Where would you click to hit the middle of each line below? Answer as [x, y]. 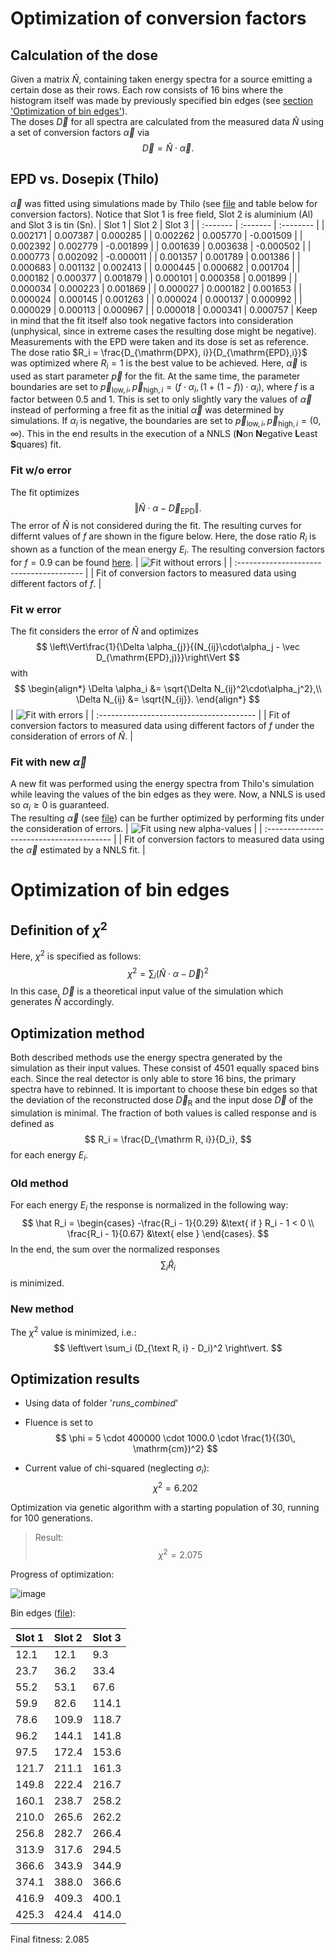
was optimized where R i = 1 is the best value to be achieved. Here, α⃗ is [159, 364]
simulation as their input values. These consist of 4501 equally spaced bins [165, 1068]
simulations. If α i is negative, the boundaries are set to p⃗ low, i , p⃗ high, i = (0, [166, 422]
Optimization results [75, 1379]
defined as [32, 1123]
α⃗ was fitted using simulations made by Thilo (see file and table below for [164, 203]
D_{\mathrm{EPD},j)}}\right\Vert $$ [168, 658]
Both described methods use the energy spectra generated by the [146, 1058]
